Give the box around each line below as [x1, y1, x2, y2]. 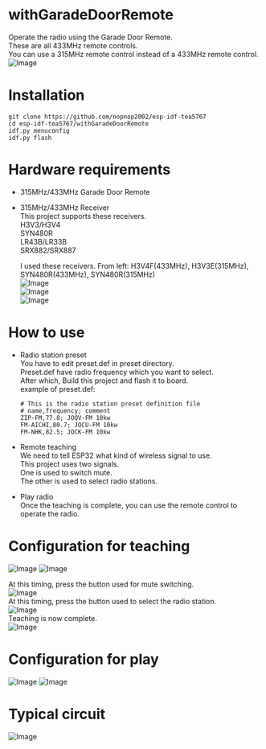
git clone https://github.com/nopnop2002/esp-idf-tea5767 [8, 113, 207, 121]
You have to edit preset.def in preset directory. [19, 358, 174, 368]
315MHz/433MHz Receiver [19, 203, 110, 212]
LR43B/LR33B [19, 237, 67, 246]
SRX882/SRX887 [19, 245, 76, 255]
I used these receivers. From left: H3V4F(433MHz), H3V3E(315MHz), [19, 261, 249, 270]
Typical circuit [8, 705, 106, 723]
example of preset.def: [19, 384, 96, 393]
